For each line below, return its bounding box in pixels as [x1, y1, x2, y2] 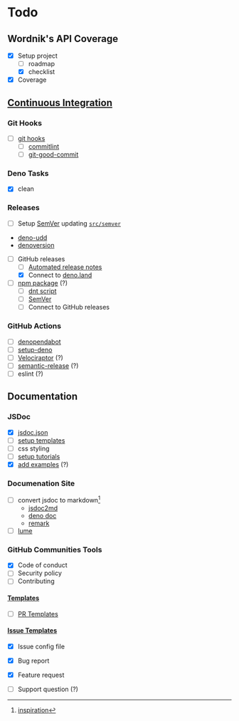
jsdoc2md [28, 503, 58, 512]
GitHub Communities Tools [7, 544, 102, 554]
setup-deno [17, 345, 53, 354]
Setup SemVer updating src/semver [17, 219, 121, 228]
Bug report [17, 656, 50, 665]
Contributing [17, 577, 55, 586]
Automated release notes [28, 263, 102, 271]
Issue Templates [7, 626, 58, 635]
